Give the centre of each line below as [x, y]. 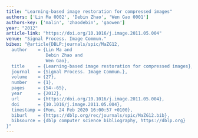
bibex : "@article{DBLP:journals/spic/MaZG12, [63, 45]
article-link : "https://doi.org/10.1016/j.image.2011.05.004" [84, 33]
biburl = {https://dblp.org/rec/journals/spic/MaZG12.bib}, [90, 115]
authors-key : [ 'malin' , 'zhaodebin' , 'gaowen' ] [66, 22]
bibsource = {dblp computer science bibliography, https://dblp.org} [98, 121]
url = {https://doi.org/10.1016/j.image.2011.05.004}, [88, 99]
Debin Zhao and [64, 55]
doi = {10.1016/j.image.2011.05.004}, [67, 104]
